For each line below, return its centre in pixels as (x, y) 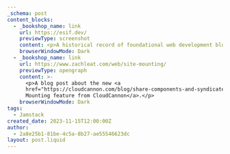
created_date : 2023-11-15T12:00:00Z (59, 121)
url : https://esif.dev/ (53, 32)
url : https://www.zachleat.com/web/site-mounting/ (93, 64)
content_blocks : (30, 20)
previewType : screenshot (55, 39)
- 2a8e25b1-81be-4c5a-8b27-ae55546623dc (72, 134)
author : (18, 127)
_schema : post (27, 13)
